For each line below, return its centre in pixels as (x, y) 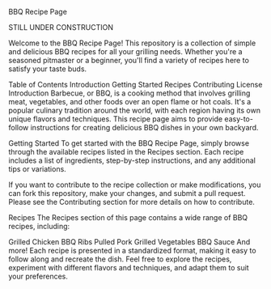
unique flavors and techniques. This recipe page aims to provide (116, 119)
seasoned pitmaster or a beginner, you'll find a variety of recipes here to (129, 60)
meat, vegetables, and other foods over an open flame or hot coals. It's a (130, 102)
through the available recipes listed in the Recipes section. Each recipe (126, 152)
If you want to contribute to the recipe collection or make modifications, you (135, 185)
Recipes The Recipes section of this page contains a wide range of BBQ (128, 217)
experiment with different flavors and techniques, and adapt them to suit (129, 268)
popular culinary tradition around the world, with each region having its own (135, 110)
